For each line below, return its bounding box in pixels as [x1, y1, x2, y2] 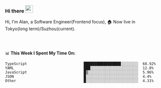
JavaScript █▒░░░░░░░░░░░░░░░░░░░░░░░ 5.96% [5, 70, 154, 75]
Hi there [5, 7, 24, 14]
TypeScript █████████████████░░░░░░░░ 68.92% [5, 61, 156, 67]
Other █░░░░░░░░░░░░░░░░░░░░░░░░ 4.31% [5, 78, 154, 84]
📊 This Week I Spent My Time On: [5, 50, 76, 56]
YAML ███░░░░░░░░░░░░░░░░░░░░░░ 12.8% [5, 66, 154, 70]
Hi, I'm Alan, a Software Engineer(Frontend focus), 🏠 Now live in [5, 19, 136, 25]
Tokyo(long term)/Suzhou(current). [5, 26, 76, 32]
